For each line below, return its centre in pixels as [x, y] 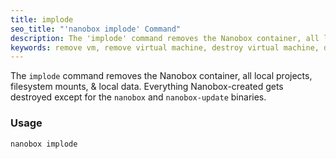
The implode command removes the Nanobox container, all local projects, [161, 76]
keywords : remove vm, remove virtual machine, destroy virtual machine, [165, 47]
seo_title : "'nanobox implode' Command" [96, 29]
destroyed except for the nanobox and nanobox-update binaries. [138, 97]
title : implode [42, 19]
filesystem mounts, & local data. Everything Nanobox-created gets [147, 87]
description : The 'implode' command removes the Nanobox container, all [165, 38]
